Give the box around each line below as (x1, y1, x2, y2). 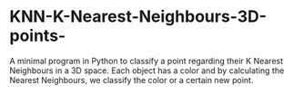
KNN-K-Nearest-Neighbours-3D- (9, 6, 267, 27)
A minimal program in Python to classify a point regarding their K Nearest (9, 55, 284, 66)
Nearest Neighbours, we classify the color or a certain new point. (9, 74, 254, 85)
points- (9, 25, 66, 46)
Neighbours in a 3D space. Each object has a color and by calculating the (9, 65, 285, 76)
